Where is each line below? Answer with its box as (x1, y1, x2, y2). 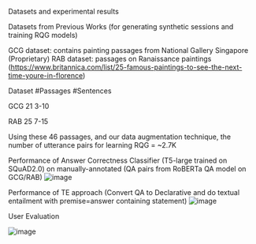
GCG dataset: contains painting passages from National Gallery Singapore (8, 46, 249, 54)
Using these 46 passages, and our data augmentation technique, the (8, 132, 231, 141)
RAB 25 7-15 (8, 117, 49, 126)
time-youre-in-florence (8, 71, 83, 80)
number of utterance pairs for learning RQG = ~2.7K (8, 141, 177, 149)
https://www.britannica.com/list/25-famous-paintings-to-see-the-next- (10, 62, 243, 72)
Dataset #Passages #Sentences (8, 86, 112, 96)
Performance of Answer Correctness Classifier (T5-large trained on (8, 156, 228, 165)
